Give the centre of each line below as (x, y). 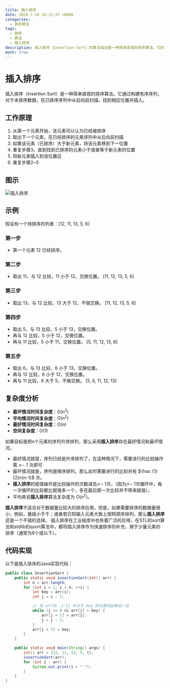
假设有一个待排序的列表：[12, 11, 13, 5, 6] (48, 224)
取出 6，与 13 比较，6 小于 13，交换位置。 (56, 368)
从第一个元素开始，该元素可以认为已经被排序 (59, 131)
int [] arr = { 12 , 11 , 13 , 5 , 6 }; (59, 653)
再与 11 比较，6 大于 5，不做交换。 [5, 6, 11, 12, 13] (65, 381)
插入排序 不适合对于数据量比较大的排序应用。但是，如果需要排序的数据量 (80, 508)
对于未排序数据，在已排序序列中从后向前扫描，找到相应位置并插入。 (76, 100)
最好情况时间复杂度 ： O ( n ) (39, 424)
